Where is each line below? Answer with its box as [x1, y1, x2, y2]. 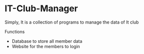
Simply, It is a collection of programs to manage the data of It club [4, 19, 139, 25]
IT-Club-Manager [4, 3, 78, 14]
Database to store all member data [11, 38, 83, 44]
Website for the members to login [11, 43, 80, 49]
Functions [4, 28, 25, 34]
